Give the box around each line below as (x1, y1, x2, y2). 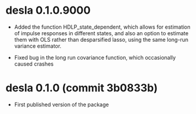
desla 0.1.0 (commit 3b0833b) (5, 81, 158, 95)
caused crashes (14, 60, 54, 67)
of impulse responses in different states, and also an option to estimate (14, 29, 189, 36)
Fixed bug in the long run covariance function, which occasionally (14, 54, 176, 61)
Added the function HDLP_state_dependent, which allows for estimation (14, 23, 191, 30)
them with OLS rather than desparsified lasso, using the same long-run (14, 36, 189, 43)
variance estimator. (14, 42, 62, 50)
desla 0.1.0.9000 (5, 4, 91, 17)
